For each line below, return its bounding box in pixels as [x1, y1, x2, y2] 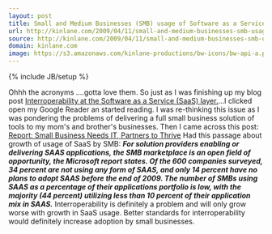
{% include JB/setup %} [8, 72, 89, 81]
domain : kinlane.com [8, 42, 79, 50]
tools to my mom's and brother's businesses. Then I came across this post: [8, 122, 259, 131]
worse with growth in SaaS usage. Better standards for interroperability [8, 208, 245, 217]
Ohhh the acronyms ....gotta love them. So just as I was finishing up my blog [8, 87, 261, 97]
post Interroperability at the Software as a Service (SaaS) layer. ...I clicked [8, 96, 253, 105]
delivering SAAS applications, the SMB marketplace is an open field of [8, 147, 251, 157]
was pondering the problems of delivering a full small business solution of [8, 113, 255, 122]
